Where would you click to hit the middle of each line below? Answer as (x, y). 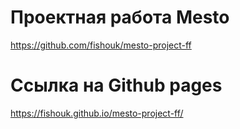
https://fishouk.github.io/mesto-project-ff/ (97, 113)
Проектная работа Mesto (120, 17)
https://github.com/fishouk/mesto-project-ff (101, 45)
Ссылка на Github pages (116, 85)
